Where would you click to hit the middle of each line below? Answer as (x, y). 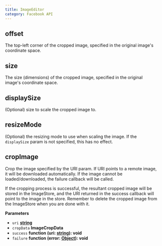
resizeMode (24, 125)
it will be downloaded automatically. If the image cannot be (64, 174)
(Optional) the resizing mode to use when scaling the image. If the (71, 136)
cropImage (22, 157)
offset (14, 34)
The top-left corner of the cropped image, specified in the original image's (79, 45)
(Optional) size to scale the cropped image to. (51, 109)
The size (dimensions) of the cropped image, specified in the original (74, 78)
